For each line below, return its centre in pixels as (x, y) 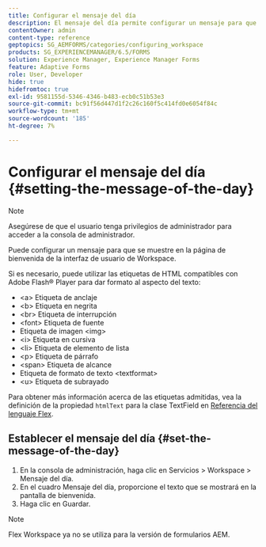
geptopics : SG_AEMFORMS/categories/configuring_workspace (106, 45)
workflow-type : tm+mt (44, 112)
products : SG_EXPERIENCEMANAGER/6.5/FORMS (79, 52)
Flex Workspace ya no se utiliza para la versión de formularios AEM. (119, 534)
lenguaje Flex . (31, 413)
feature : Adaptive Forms (49, 67)
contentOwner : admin (42, 30)
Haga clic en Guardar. (55, 503)
